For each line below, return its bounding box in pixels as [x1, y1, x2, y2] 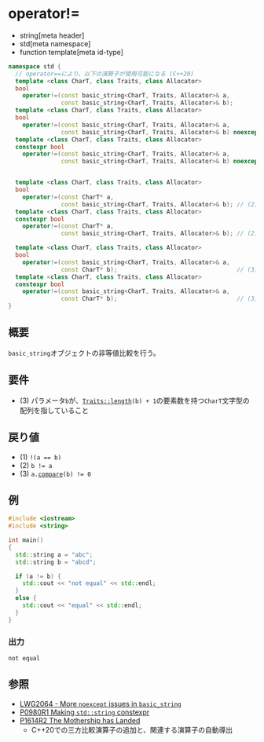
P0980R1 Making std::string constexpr [19, 707, 150, 717]
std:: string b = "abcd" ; [15, 558, 97, 566]
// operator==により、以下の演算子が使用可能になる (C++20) [15, 70, 194, 78]
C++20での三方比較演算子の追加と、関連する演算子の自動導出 [31, 725, 233, 734]
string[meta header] [19, 31, 85, 40]
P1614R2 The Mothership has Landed [19, 715, 141, 725]
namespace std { [8, 62, 61, 71]
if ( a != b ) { [15, 572, 61, 580]
